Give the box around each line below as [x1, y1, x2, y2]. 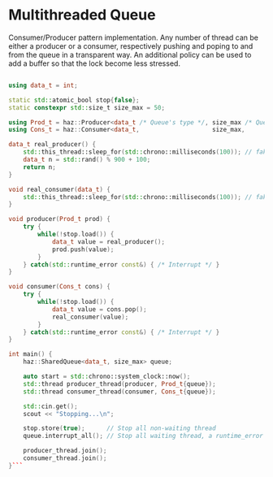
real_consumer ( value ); [51, 313, 129, 321]
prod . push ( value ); [51, 245, 115, 254]
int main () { [8, 350, 53, 358]
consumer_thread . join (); [23, 454, 107, 462]
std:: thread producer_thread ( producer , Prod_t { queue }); [23, 379, 217, 388]
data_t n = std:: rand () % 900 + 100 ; [23, 156, 151, 164]
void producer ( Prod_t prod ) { [8, 215, 111, 223]
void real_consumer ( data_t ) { [8, 185, 111, 193]
